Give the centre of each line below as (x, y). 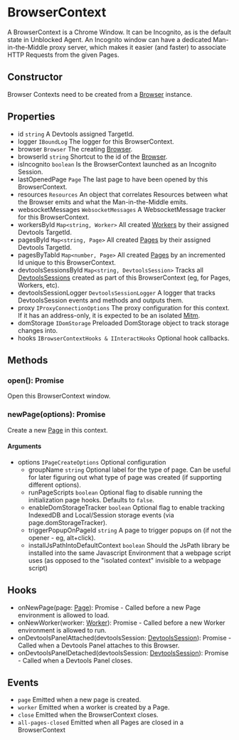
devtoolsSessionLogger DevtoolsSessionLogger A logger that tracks (116, 292)
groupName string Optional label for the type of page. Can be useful (129, 470)
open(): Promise (36, 380)
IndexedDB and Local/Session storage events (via (101, 515)
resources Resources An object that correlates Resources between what (123, 194)
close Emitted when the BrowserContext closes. (88, 715)
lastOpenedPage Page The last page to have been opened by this (113, 179)
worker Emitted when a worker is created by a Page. (94, 707)
